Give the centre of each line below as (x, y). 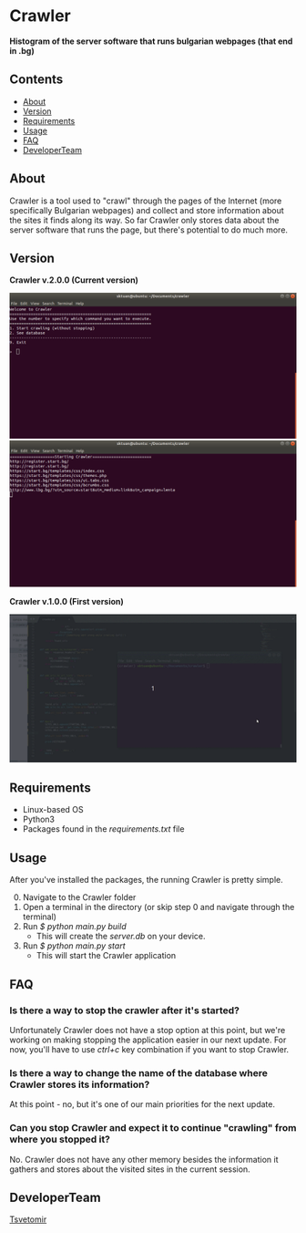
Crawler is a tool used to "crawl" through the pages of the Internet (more (146, 201)
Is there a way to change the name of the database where (139, 1072)
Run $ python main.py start (74, 946)
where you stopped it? (60, 1139)
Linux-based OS (53, 810)
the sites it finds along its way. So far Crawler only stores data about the (144, 220)
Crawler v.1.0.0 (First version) (67, 601)
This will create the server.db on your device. (121, 937)
